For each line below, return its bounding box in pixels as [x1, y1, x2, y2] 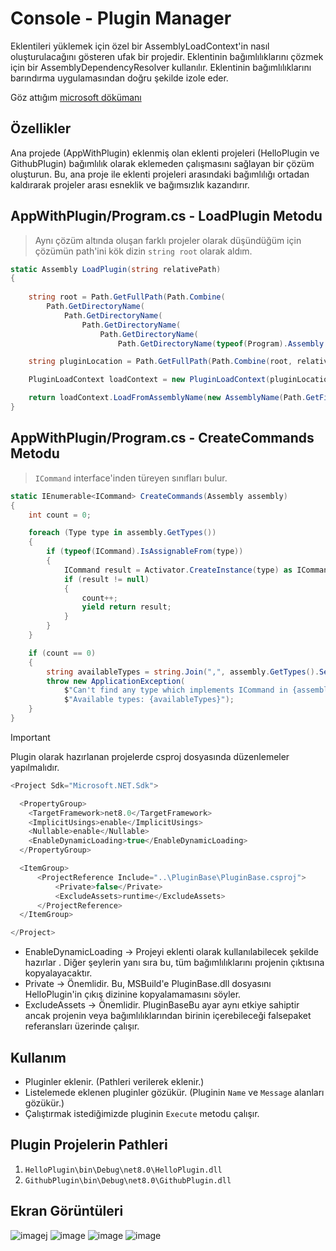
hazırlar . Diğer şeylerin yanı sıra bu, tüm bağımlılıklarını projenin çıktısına [24, 957, 325, 969]
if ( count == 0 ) [28, 648, 97, 658]
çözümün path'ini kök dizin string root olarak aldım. [34, 245, 253, 257]
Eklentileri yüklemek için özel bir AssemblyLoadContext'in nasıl [10, 40, 270, 52]
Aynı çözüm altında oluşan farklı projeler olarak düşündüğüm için [34, 234, 302, 246]
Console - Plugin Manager [10, 7, 232, 30]
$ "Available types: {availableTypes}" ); [63, 695, 235, 705]
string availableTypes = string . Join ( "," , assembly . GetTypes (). [46, 667, 320, 677]
